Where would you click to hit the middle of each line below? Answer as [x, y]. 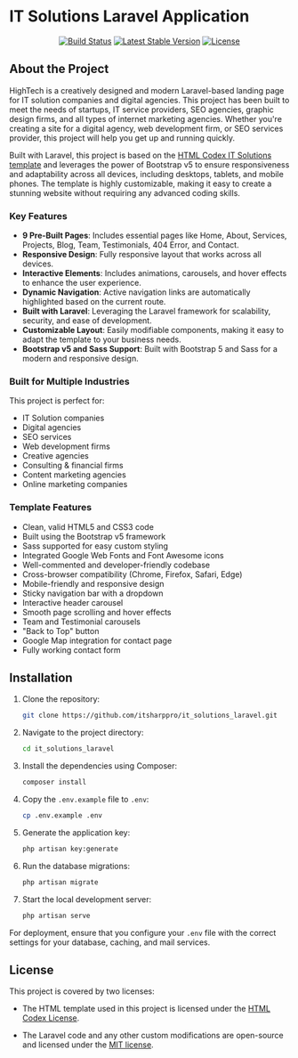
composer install [54, 782]
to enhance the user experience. [82, 283]
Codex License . [51, 1018]
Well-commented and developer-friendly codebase [116, 565]
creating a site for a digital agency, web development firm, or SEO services [146, 128]
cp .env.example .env [62, 816]
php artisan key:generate [70, 849]
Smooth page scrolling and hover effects [97, 612]
